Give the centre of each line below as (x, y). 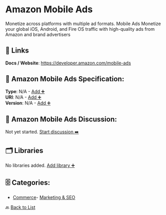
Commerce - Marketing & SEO (44, 197)
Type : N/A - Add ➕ (25, 91)
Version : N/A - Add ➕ (28, 103)
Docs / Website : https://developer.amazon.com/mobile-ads (68, 63)
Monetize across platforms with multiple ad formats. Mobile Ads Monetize (83, 24)
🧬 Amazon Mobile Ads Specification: (65, 79)
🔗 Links (17, 50)
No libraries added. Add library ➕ (40, 165)
